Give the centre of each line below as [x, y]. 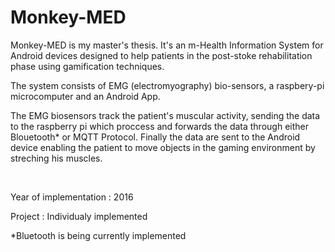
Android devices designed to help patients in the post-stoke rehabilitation [161, 55]
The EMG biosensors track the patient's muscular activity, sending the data [165, 115]
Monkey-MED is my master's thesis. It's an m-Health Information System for [167, 45]
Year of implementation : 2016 [72, 197]
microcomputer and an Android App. [85, 96]
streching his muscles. [56, 158]
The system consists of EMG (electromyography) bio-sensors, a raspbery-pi [167, 85]
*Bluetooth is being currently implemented [98, 235]
